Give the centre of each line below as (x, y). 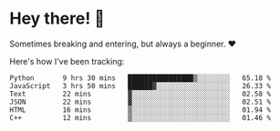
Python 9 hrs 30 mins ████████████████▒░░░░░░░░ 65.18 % (140, 78)
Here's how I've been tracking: (67, 61)
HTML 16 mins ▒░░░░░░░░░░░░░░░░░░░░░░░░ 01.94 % (140, 110)
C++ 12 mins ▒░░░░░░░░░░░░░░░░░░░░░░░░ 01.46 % (140, 117)
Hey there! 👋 (57, 19)
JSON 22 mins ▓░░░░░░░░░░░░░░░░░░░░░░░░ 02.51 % (140, 102)
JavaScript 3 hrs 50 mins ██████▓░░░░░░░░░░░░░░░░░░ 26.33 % (140, 86)
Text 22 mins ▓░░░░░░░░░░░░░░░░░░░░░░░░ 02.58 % (140, 94)
